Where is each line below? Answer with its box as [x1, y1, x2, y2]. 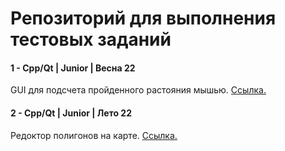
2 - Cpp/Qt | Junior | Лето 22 [10, 107, 132, 119]
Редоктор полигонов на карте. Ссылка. [10, 129, 178, 141]
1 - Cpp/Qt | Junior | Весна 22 [10, 62, 136, 74]
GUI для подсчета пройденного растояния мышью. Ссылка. [10, 84, 267, 96]
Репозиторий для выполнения [10, 7, 277, 30]
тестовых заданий [10, 28, 172, 51]
